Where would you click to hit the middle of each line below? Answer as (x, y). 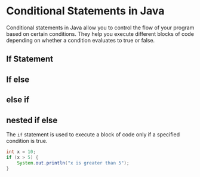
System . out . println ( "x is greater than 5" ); (73, 163)
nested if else (32, 120)
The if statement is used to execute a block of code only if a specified (93, 134)
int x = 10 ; (21, 152)
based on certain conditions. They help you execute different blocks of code (100, 33)
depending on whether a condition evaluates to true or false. (81, 40)
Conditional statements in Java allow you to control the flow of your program (100, 28)
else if (18, 100)
